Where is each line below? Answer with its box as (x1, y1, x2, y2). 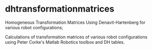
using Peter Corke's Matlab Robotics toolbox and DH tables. (5, 39, 125, 45)
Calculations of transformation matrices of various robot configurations (5, 34, 148, 40)
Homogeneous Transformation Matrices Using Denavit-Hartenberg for (5, 19, 146, 25)
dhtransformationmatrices (5, 3, 115, 15)
